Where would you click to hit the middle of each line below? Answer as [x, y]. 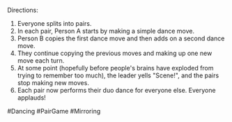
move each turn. [41, 61]
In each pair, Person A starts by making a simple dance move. [106, 31]
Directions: [23, 10]
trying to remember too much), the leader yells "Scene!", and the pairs [118, 75]
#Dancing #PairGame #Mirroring [54, 111]
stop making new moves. [53, 83]
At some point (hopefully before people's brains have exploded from [115, 68]
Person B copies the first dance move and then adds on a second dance [121, 38]
